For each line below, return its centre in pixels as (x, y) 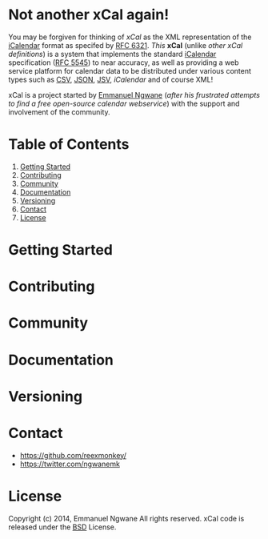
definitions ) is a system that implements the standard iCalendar (112, 54)
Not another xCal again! (89, 15)
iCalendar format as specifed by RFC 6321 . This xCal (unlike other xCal (126, 45)
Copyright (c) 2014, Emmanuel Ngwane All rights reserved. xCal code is (126, 518)
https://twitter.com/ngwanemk (70, 464)
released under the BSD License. (62, 527)
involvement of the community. (59, 112)
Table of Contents (69, 145)
